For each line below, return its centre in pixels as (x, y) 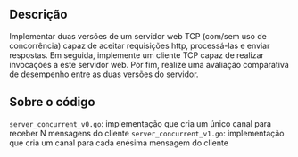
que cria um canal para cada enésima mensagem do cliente (119, 143)
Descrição (38, 15)
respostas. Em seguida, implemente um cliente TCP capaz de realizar (137, 55)
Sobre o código (52, 102)
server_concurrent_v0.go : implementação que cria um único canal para (141, 123)
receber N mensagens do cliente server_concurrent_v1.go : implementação (147, 133)
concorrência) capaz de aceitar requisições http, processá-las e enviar (140, 45)
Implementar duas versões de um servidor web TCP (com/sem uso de (138, 36)
